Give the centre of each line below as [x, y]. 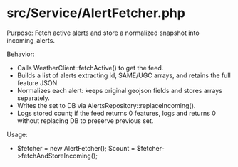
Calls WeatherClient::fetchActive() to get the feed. [90, 68]
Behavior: [21, 54]
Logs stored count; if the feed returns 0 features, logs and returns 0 [117, 113]
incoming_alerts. [31, 40]
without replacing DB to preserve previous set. [85, 120]
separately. [33, 98]
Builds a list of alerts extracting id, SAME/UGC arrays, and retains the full [124, 75]
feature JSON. [38, 82]
